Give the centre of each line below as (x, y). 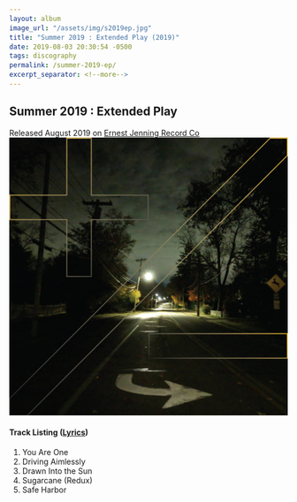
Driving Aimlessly (53, 461)
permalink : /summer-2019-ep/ (63, 65)
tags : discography (43, 56)
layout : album (35, 19)
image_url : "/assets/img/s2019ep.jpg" (80, 28)
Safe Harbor (44, 490)
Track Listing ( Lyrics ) (49, 432)
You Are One (45, 452)
